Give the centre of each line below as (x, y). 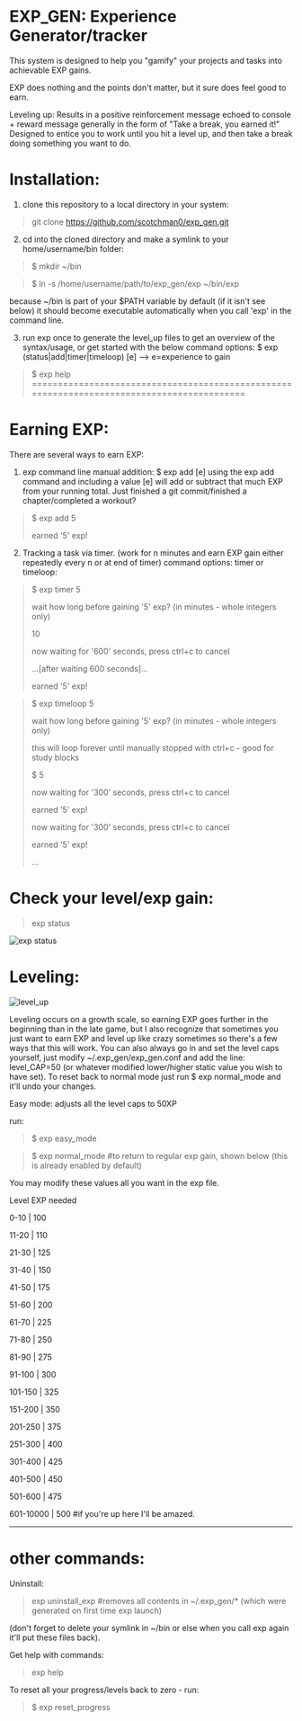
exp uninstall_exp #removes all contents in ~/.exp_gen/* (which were (159, 1601)
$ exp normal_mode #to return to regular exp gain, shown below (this (160, 1155)
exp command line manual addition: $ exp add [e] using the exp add (148, 472)
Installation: (55, 179)
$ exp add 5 (53, 518)
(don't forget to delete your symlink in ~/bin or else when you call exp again (149, 1627)
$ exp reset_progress (71, 1707)
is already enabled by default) (86, 1165)
